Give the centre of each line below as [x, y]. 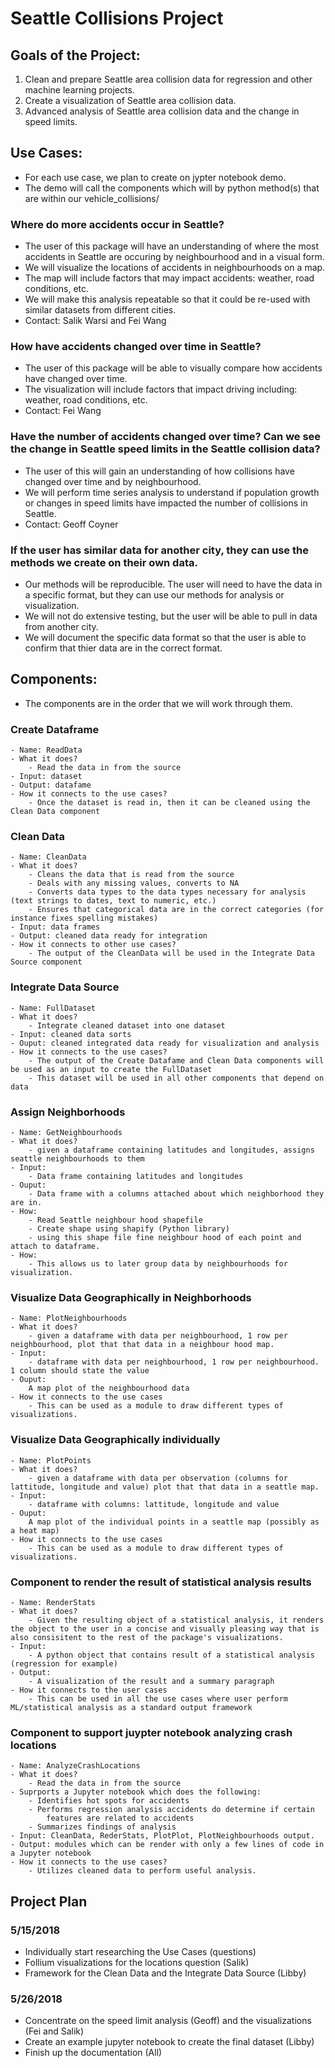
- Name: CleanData [48, 857]
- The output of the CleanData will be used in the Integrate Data [171, 953]
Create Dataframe [55, 729]
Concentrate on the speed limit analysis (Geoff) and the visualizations [168, 2021]
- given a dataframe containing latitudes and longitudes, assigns [171, 1150]
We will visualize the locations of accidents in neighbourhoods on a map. [175, 268]
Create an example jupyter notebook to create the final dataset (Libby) [169, 2042]
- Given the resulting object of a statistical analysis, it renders [176, 1620]
